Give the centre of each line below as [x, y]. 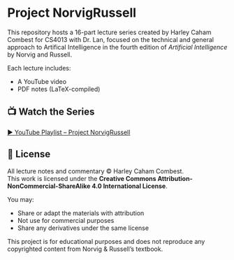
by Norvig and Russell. [40, 55]
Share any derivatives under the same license [83, 228]
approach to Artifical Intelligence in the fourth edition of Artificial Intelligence [117, 47]
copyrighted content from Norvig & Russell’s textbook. [85, 249]
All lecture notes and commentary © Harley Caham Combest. [95, 171]
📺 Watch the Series [51, 112]
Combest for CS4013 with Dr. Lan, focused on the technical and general [111, 39]
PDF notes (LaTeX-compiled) [59, 89]
